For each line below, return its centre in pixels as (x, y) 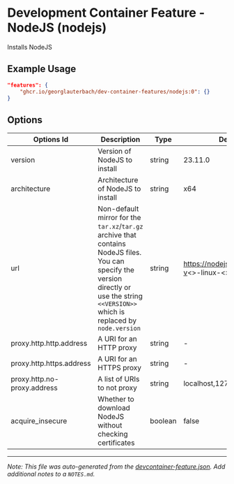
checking (112, 434)
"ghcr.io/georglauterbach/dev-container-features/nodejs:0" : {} (115, 91)
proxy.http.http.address (49, 344)
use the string (120, 296)
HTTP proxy (117, 348)
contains (112, 244)
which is (111, 312)
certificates (116, 443)
